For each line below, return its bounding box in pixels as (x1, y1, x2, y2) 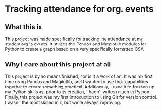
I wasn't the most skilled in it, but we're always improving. (5, 99, 121, 105)
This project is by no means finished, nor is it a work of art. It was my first (5, 73, 153, 79)
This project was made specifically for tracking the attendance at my (5, 36, 143, 42)
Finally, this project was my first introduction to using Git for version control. (5, 94, 158, 100)
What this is (5, 23, 42, 31)
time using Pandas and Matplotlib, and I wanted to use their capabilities (5, 78, 149, 84)
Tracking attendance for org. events (5, 3, 154, 15)
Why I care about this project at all (5, 60, 111, 69)
